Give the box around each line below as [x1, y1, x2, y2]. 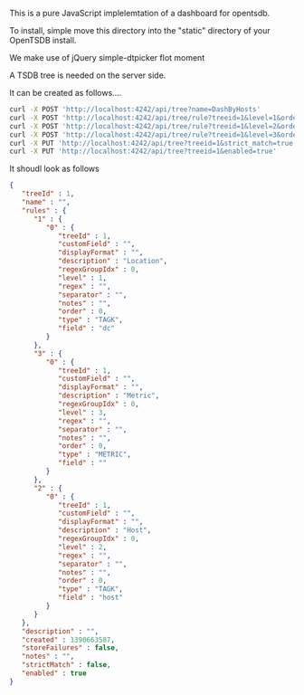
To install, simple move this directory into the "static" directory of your [9, 25, 271, 35]
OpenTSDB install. [9, 35, 77, 45]
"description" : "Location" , [57, 257, 168, 266]
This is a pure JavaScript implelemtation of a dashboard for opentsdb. [9, 8, 271, 18]
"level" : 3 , [57, 407, 107, 417]
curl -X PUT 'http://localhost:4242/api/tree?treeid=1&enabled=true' [9, 147, 278, 157]
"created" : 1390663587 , [21, 635, 116, 644]
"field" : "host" [57, 593, 124, 603]
